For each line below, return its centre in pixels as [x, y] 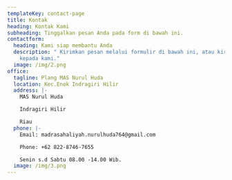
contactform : [26, 39]
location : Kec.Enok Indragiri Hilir [66, 84]
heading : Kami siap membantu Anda [63, 46]
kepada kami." [40, 59]
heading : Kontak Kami [38, 26]
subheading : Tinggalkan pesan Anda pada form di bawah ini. [96, 33]
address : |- [31, 90]
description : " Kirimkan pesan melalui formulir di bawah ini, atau [114, 52]
